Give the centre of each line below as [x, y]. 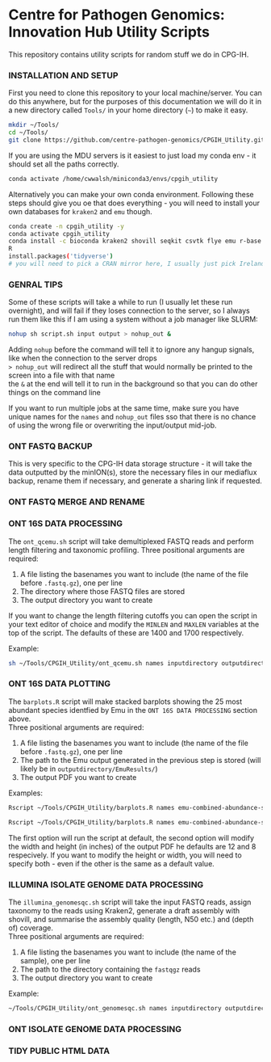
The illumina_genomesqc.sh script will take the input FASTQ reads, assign [130, 902]
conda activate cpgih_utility [59, 234]
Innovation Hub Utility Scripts [109, 32]
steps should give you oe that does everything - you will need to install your [134, 203]
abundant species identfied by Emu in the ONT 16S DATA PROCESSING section [133, 710]
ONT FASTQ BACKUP [50, 446]
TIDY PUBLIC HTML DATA [59, 1051]
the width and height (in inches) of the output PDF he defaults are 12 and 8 [132, 846]
